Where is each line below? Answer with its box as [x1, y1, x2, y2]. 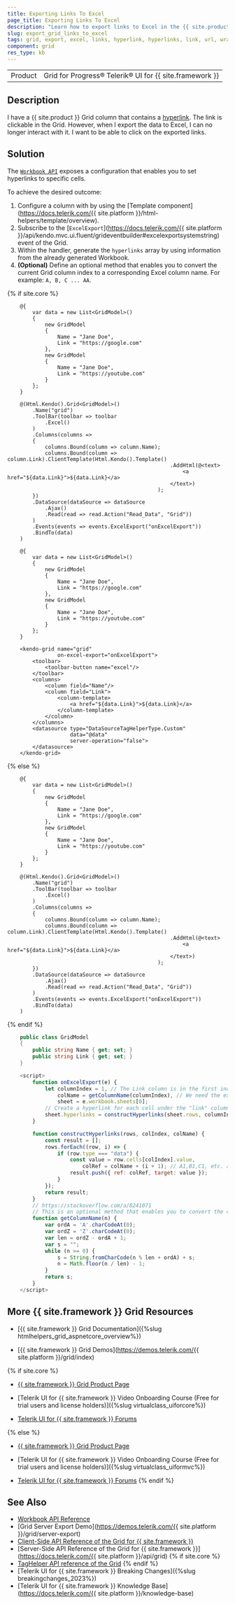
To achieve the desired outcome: [7, 187, 102, 196]
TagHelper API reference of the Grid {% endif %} [17, 1559, 159, 1568]
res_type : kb [7, 50, 45, 57]
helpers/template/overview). [17, 216, 99, 225]
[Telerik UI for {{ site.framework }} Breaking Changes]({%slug [17, 1567, 196, 1575]
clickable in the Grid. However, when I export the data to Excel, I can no [7, 120, 213, 129]
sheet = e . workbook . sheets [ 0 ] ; [57, 1098, 149, 1105]
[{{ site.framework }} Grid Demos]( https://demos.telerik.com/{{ [17, 1345, 199, 1354]
